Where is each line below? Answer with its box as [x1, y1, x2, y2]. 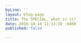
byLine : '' [5, 7, 29, 12]
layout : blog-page [5, 12, 44, 17]
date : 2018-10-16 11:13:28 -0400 [5, 21, 76, 26]
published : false [5, 26, 42, 31]
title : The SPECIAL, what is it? [5, 16, 76, 21]
